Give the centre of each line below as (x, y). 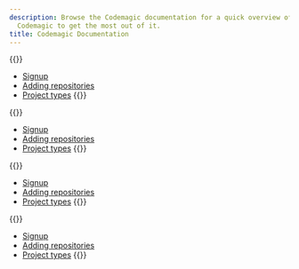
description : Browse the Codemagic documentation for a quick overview (145, 17)
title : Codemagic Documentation (69, 34)
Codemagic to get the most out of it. (89, 26)
